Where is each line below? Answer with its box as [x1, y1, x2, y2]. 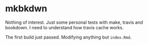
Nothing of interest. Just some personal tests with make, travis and [5, 19, 143, 25]
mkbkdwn [5, 3, 47, 14]
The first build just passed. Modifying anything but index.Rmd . [5, 34, 132, 40]
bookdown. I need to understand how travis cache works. [5, 24, 124, 30]
